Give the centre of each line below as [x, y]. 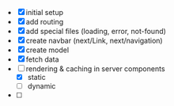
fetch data [42, 59]
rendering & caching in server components [95, 69]
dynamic [42, 86]
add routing [45, 22]
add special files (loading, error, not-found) [96, 31]
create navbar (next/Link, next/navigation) [95, 40]
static [36, 77]
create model [47, 50]
